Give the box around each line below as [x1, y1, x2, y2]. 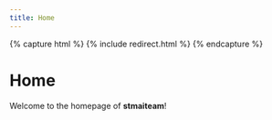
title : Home [9, 13, 55, 23]
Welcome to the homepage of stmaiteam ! [9, 100, 167, 111]
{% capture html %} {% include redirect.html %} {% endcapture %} [9, 38, 263, 49]
